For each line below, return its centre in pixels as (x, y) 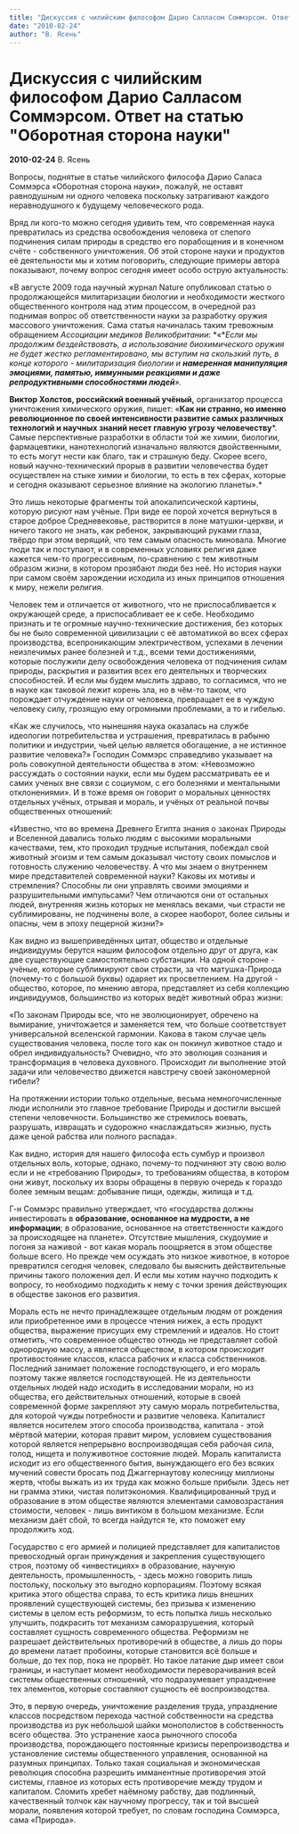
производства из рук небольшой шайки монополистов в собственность (146, 1725)
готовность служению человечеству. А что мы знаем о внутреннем (139, 867)
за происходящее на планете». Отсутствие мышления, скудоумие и (139, 1237)
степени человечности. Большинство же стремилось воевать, (129, 1118)
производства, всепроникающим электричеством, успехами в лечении (146, 642)
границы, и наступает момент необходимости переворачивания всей (143, 1670)
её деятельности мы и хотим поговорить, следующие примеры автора (145, 260)
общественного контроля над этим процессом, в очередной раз (133, 306)
